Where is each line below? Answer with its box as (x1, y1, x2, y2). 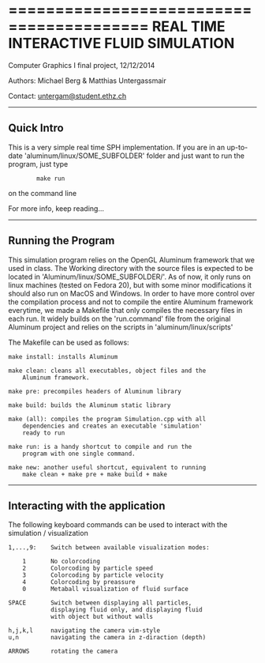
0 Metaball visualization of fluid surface (22, 586, 189, 593)
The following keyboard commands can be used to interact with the (8, 520, 228, 529)
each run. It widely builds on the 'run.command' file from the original (8, 314, 231, 323)
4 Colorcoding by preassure (22, 578, 136, 586)
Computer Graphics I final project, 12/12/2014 (8, 60, 155, 70)
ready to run (22, 428, 65, 437)
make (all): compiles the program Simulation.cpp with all (8, 415, 207, 423)
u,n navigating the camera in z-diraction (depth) (8, 634, 207, 642)
